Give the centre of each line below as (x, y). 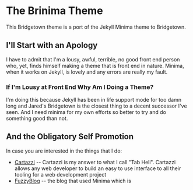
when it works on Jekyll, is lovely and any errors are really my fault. (87, 72)
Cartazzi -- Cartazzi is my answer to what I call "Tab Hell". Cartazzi (95, 162)
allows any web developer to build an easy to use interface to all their (98, 168)
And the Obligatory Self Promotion (70, 137)
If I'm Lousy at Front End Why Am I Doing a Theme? (80, 87)
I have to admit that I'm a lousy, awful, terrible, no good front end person (93, 59)
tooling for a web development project (60, 174)
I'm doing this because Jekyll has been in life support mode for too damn (94, 100)
